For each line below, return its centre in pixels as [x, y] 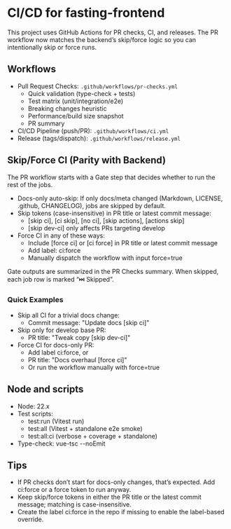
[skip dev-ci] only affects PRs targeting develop [97, 228]
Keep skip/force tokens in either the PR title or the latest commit [109, 497]
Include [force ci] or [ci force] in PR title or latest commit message [123, 242]
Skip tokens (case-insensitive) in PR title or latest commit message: [114, 213]
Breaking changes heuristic [67, 108]
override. [30, 519]
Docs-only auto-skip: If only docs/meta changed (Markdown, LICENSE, [120, 198]
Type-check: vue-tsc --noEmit [61, 444]
